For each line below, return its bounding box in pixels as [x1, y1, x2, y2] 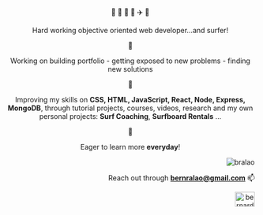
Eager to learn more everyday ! [80, 143, 181, 151]
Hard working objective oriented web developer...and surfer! [32, 26, 229, 35]
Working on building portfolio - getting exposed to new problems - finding [10, 56, 250, 65]
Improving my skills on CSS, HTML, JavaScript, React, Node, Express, [14, 95, 246, 104]
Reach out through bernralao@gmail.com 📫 [107, 173, 255, 183]
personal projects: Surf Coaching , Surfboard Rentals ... [39, 112, 222, 120]
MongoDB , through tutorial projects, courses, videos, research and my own [7, 103, 254, 113]
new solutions [107, 65, 153, 73]
